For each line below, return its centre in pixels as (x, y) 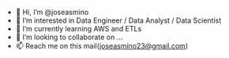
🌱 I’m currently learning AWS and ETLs (79, 29)
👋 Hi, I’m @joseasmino (52, 12)
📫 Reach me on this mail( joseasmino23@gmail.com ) (101, 46)
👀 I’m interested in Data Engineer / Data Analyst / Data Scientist (118, 20)
